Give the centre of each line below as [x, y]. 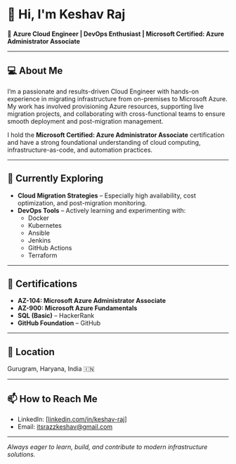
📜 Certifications [42, 284]
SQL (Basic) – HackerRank [56, 316]
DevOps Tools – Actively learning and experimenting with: [101, 210]
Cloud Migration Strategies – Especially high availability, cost [107, 195]
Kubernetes [45, 225]
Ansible [39, 233]
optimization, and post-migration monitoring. [82, 202]
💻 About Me [35, 71]
